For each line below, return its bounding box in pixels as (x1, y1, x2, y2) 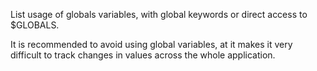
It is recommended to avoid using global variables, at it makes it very (10, 39, 293, 50)
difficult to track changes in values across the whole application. (10, 49, 276, 61)
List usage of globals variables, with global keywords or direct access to (10, 9, 308, 20)
